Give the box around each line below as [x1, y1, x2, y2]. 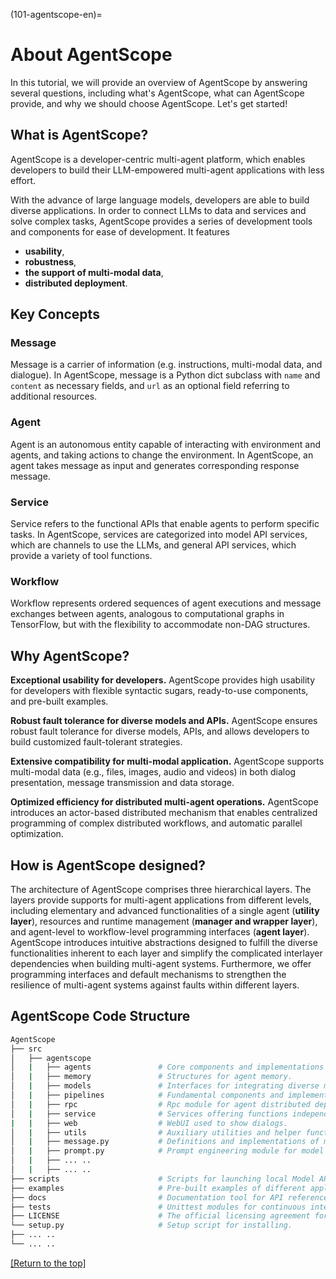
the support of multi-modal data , [24, 266, 164, 278]
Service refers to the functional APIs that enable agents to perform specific [10, 518, 320, 530]
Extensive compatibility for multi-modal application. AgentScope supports [10, 755, 325, 768]
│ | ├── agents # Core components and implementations [10, 1062, 325, 1073]
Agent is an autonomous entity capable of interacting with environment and [10, 438, 322, 450]
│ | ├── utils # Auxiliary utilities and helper [10, 1127, 302, 1138]
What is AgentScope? [10, 127, 149, 144]
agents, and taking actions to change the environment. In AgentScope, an [10, 449, 314, 461]
